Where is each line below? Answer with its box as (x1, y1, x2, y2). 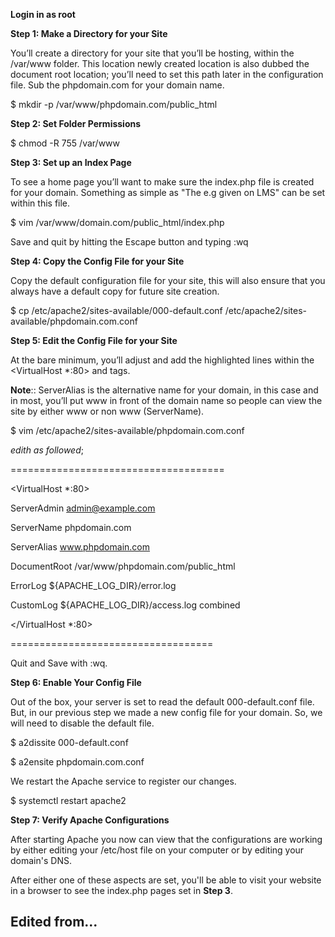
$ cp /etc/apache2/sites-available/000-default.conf (10, 305, 223, 316)
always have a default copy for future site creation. (10, 285, 220, 297)
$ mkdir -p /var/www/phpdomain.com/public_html (10, 99, 218, 110)
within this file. (10, 197, 71, 209)
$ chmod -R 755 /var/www (10, 137, 121, 149)
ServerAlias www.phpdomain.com (10, 541, 150, 553)
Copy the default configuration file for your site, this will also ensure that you (10, 275, 326, 286)
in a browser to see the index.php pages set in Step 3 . (10, 885, 233, 896)
